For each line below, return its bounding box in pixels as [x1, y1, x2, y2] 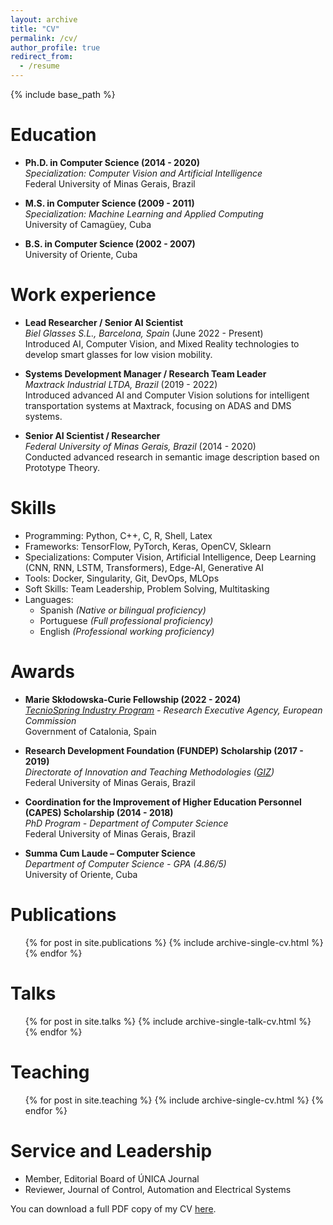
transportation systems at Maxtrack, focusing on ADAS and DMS [24, 399, 292, 411]
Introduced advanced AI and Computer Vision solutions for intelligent [24, 389, 310, 401]
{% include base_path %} [10, 89, 116, 100]
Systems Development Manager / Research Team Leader [24, 367, 267, 380]
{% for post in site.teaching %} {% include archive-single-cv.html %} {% [24, 1094, 325, 1106]
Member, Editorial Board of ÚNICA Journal [24, 1172, 200, 1185]
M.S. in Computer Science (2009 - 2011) [24, 197, 195, 209]
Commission [24, 714, 77, 726]
